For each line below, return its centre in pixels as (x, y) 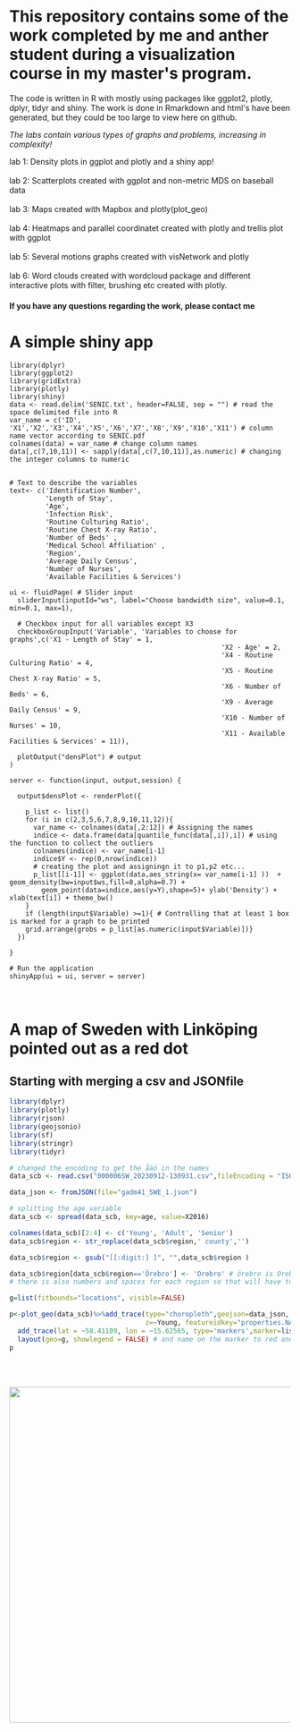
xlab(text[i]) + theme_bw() (62, 898)
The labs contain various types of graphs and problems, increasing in (137, 134)
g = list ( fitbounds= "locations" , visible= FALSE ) (97, 1298)
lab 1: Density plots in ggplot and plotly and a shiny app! (112, 161)
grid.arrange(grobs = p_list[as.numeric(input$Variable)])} (139, 930)
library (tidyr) (37, 1152)
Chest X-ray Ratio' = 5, (55, 679)
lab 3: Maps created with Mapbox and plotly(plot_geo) (108, 209)
